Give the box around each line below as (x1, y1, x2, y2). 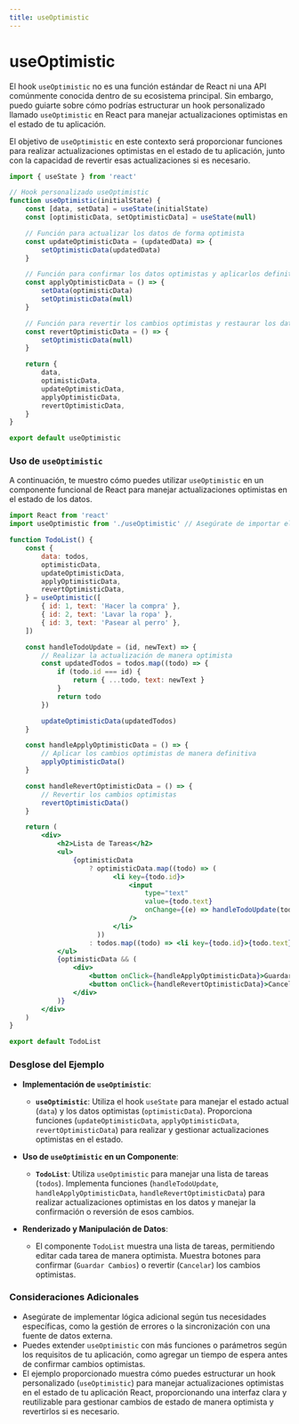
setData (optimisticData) (41, 287, 133, 295)
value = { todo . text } (144, 897, 214, 906)
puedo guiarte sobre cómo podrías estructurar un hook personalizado (9, 100, 265, 110)
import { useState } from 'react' (9, 172, 138, 181)
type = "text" (144, 889, 190, 898)
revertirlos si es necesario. (21, 1405, 120, 1416)
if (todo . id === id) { (56, 667, 141, 676)
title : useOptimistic (9, 12, 90, 22)
